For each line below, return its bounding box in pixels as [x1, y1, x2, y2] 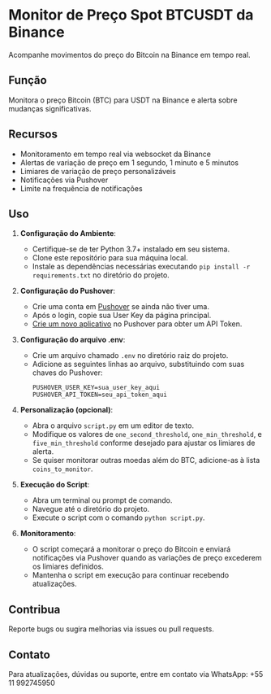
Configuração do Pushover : [19, 286, 116, 296]
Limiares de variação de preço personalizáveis [19, 166, 176, 176]
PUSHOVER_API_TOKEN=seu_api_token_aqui [32, 391, 168, 399]
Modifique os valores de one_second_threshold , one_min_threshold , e [32, 430, 262, 439]
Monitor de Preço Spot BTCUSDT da [8, 6, 254, 24]
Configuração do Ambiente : [19, 229, 116, 238]
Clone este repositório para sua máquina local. [32, 253, 188, 263]
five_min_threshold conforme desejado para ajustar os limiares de [32, 438, 256, 448]
